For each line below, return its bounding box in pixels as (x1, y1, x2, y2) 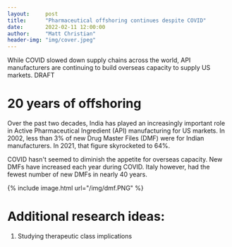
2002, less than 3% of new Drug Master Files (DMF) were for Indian (7, 134, 204, 143)
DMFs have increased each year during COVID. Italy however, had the (7, 163, 210, 171)
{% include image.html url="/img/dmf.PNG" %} (7, 184, 145, 193)
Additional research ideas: (7, 209, 166, 224)
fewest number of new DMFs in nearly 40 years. (7, 170, 148, 179)
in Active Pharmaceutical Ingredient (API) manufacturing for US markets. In (7, 126, 226, 135)
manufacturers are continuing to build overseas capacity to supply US (7, 64, 211, 72)
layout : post (7, 10, 59, 18)
